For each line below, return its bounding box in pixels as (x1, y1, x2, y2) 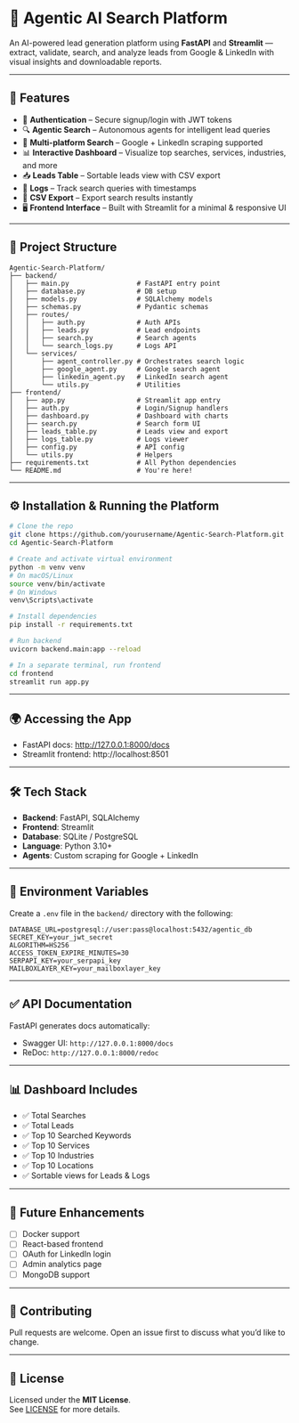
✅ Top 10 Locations (21, 1160, 94, 1171)
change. (9, 1337, 40, 1347)
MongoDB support (21, 1269, 91, 1280)
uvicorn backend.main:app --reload (9, 645, 141, 654)
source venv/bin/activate (9, 579, 105, 589)
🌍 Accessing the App (9, 711, 132, 727)
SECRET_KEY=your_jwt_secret (9, 932, 114, 942)
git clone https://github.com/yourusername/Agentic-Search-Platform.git (9, 530, 285, 540)
